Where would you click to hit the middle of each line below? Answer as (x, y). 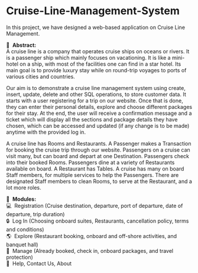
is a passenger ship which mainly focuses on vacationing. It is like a (88, 57)
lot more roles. (24, 187)
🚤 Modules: (21, 199)
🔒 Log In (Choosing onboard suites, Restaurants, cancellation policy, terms (98, 221)
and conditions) (25, 229)
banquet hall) (22, 245)
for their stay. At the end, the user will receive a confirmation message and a (99, 113)
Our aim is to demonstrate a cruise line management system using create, (96, 88)
